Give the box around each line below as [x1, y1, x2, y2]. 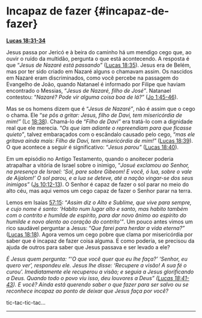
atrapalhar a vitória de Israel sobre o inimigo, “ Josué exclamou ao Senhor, [6, 161, 189, 169]
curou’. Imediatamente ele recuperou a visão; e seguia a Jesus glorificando [6, 268, 194, 275]
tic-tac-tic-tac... [6, 299, 46, 306]
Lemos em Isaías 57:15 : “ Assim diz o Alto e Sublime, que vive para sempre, [6, 199, 192, 206]
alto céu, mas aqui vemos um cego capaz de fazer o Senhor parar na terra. [6, 187, 192, 194]
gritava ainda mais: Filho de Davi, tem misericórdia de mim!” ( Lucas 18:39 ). [6, 137, 194, 144]
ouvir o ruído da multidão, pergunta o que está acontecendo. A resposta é [6, 55, 189, 62]
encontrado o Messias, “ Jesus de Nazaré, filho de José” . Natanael [6, 87, 171, 94]
